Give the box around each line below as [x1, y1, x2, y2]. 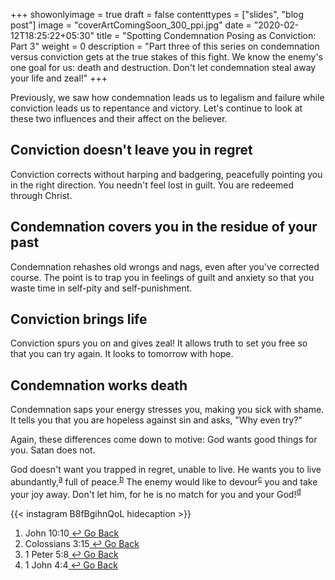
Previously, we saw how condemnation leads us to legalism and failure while [10, 92, 325, 103]
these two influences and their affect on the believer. [10, 113, 228, 124]
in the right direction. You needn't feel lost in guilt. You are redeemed [10, 179, 294, 191]
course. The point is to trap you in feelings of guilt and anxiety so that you [10, 271, 315, 283]
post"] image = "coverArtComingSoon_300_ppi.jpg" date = [10, 19, 252, 31]
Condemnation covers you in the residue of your [10, 219, 318, 236]
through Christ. [10, 189, 73, 201]
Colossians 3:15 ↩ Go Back [24, 537, 140, 549]
